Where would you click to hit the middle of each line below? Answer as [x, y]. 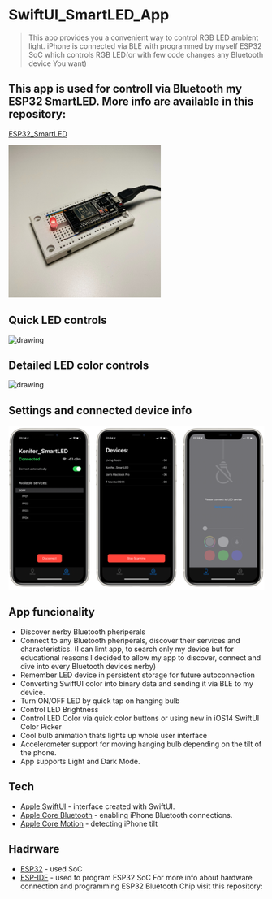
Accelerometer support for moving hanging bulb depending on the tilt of [141, 744]
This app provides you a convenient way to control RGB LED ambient [143, 37]
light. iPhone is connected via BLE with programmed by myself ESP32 [145, 45]
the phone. [38, 752]
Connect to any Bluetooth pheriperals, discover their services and [130, 640]
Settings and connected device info [100, 411]
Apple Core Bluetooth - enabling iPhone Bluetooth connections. [126, 815]
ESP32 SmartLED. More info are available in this [131, 102]
